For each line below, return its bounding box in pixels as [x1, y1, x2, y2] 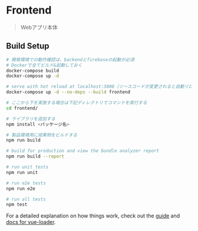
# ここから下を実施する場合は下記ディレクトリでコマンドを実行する [6, 100, 147, 106]
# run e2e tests [6, 180, 46, 186]
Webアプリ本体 [20, 24, 58, 31]
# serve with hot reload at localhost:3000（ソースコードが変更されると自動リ [6, 83, 189, 90]
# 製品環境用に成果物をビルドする [6, 132, 78, 138]
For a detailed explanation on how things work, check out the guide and [6, 212, 180, 219]
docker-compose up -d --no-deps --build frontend [6, 89, 131, 95]
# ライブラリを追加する [6, 116, 56, 122]
